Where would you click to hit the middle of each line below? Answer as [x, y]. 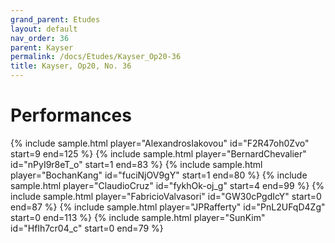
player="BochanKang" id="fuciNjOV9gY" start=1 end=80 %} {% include [159, 175]
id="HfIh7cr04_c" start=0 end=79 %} [87, 228]
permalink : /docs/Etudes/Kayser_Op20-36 [96, 57]
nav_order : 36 [40, 38]
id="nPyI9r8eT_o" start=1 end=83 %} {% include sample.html [136, 164]
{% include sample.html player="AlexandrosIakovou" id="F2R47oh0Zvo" [160, 143]
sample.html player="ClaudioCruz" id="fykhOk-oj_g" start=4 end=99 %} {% [167, 185]
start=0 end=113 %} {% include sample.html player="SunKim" [138, 217]
